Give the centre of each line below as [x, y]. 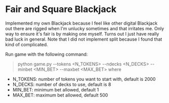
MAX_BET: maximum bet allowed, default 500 [60, 95]
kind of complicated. [27, 44]
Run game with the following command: [47, 54]
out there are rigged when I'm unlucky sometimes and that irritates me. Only [85, 28]
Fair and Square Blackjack [61, 9]
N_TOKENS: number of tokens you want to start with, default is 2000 [84, 79]
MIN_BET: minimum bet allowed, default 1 [56, 89]
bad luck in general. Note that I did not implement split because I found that [84, 39]
